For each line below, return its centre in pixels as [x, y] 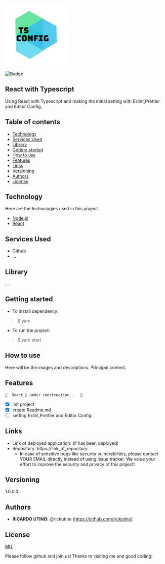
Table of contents [33, 122]
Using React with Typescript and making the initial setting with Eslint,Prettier [83, 101]
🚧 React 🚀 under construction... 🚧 [44, 395]
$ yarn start [29, 340]
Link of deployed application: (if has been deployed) [65, 443]
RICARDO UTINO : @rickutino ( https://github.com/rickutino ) [72, 519]
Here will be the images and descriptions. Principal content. [66, 367]
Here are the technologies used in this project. [52, 209]
